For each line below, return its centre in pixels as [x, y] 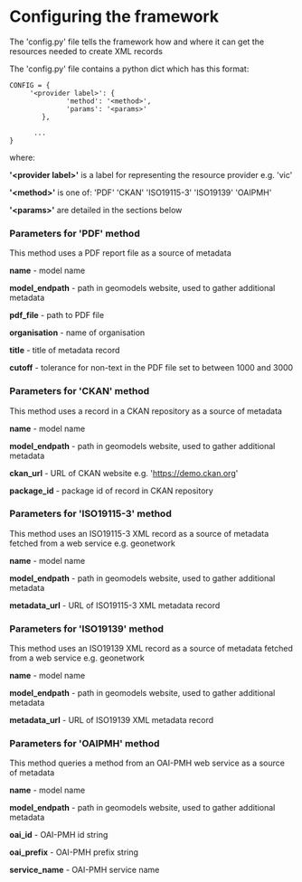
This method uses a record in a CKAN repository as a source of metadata [146, 411]
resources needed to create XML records [86, 51]
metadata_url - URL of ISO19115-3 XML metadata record [115, 605]
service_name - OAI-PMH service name [85, 870]
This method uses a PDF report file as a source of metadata [121, 253]
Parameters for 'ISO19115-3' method [90, 514]
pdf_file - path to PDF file [57, 315]
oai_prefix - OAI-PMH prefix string [74, 852]
